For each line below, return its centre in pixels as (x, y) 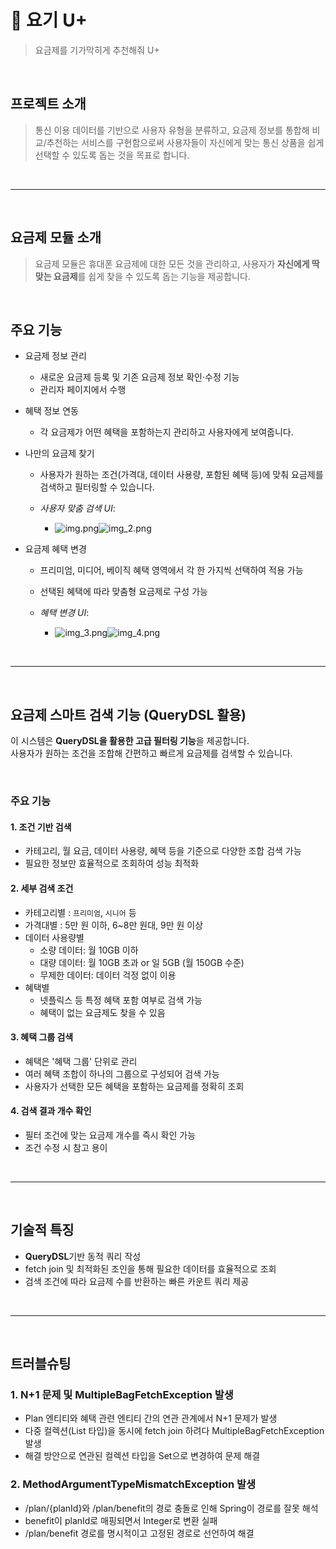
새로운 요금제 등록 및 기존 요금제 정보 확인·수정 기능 (139, 377)
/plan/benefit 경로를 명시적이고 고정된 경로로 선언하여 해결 (139, 1533)
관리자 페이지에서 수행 (83, 390)
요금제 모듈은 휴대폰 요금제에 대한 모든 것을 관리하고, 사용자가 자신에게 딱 (177, 263)
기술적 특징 (42, 1230)
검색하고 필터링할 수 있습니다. (97, 487)
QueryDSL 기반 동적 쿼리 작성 (83, 1256)
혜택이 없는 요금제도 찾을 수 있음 (102, 1012)
